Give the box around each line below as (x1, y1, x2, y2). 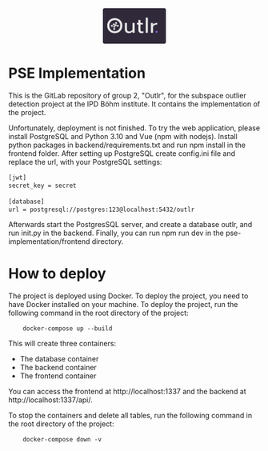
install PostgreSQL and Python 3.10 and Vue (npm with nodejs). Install (8, 131, 238, 141)
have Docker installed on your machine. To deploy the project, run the (8, 299, 238, 309)
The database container (19, 353, 99, 363)
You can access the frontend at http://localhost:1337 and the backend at (8, 386, 246, 396)
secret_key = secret (8, 182, 78, 190)
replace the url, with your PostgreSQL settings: (8, 157, 162, 166)
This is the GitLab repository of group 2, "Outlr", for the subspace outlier (8, 90, 246, 100)
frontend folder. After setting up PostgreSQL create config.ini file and (8, 148, 236, 158)
